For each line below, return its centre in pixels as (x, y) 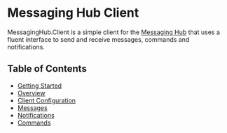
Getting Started (39, 86)
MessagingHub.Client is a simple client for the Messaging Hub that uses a (114, 32)
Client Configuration (46, 100)
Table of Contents (47, 69)
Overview (31, 93)
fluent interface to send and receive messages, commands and (98, 39)
